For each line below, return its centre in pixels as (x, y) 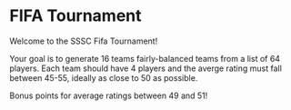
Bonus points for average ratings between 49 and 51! (109, 95)
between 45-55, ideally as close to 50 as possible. (104, 77)
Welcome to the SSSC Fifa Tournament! (84, 41)
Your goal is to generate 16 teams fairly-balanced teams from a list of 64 (145, 58)
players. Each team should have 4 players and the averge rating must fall (145, 68)
